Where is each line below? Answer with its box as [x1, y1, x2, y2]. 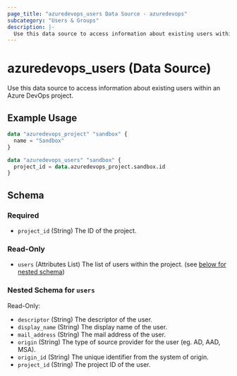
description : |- [7, 23, 55, 30]
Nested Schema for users [7, 286, 95, 295]
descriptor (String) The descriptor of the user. [17, 315, 153, 324]
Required [7, 210, 39, 220]
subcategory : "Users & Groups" [7, 17, 99, 24]
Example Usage [7, 112, 78, 124]
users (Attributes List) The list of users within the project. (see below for [17, 260, 227, 269]
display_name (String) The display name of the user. [17, 322, 168, 331]
